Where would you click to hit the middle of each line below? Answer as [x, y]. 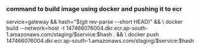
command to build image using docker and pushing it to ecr [94, 9]
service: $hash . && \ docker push [118, 35]
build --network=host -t [35, 28]
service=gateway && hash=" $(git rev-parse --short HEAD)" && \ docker [95, 22]
